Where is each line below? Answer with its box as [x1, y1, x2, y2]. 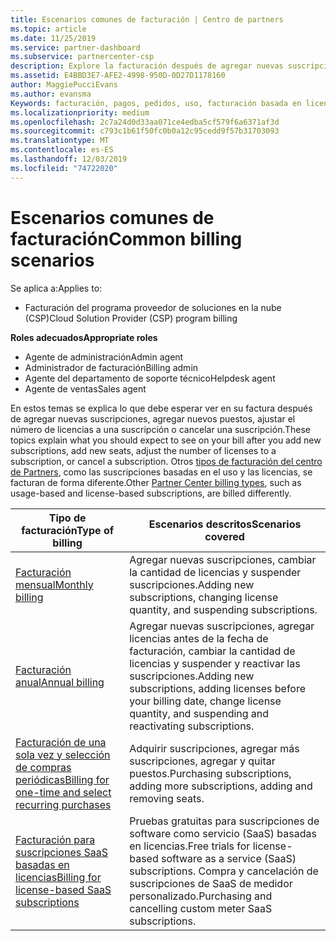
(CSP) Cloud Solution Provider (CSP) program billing [24, 312, 238, 324]
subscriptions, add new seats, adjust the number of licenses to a [10, 444, 277, 456]
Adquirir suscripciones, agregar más [129, 741, 300, 755]
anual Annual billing [15, 675, 105, 689]
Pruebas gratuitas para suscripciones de [129, 814, 320, 828]
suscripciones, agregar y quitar [129, 754, 276, 768]
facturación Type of [21, 523, 115, 537]
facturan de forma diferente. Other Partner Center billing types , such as [10, 476, 302, 488]
